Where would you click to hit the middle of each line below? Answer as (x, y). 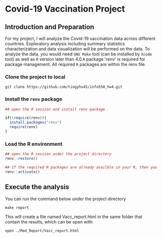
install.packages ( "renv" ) (36, 122)
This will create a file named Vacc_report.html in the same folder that (74, 217)
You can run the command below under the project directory (65, 199)
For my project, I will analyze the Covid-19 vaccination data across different (80, 38)
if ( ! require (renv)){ (26, 118)
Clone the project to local (35, 77)
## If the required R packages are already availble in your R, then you (81, 168)
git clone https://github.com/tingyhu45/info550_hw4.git (64, 87)
